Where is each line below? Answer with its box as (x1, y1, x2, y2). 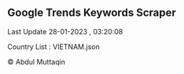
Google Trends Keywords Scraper (7, 6, 176, 19)
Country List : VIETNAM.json (7, 42, 100, 51)
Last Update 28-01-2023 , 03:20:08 (7, 26, 123, 36)
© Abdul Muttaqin (7, 57, 66, 66)
